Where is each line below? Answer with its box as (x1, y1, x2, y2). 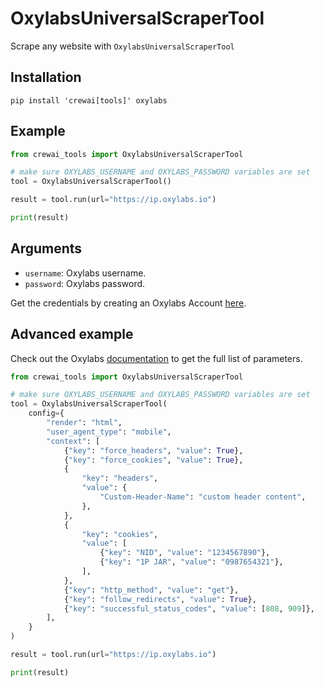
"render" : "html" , (46, 418, 123, 428)
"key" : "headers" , (81, 473, 159, 484)
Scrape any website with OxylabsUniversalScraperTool (10, 40, 235, 52)
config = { (28, 408, 65, 419)
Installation (10, 69, 82, 86)
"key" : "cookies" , (81, 529, 159, 539)
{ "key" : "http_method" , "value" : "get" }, (63, 585, 240, 595)
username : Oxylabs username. (24, 267, 147, 279)
